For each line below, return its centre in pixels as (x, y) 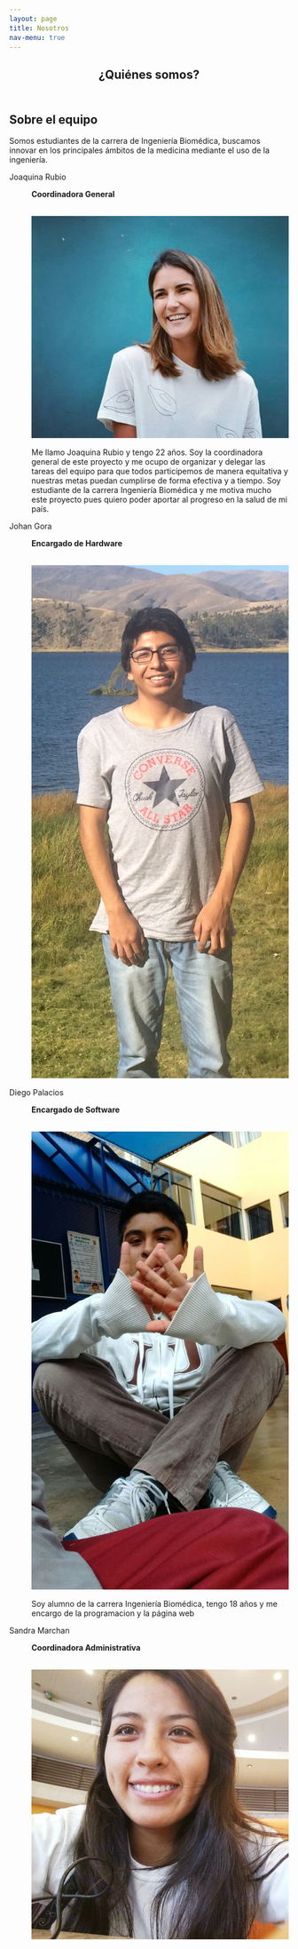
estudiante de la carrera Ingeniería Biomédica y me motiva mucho (152, 489)
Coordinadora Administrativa (86, 1648)
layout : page (33, 19)
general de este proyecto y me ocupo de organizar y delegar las (149, 461)
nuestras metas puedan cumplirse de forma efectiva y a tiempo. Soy (156, 481)
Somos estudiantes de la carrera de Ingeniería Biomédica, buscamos (135, 141)
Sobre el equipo (54, 119)
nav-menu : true (37, 37)
